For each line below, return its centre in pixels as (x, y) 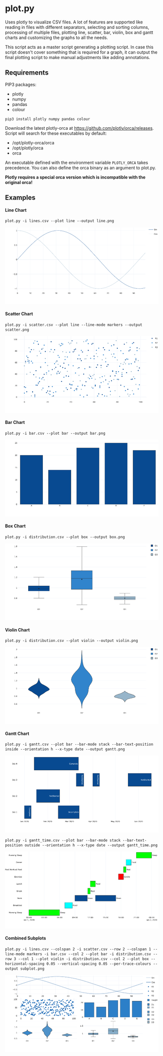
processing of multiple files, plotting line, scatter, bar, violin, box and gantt (79, 32)
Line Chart (16, 210)
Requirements (27, 73)
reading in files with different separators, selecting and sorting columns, (77, 27)
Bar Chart (15, 422)
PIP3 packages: (21, 84)
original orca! (19, 182)
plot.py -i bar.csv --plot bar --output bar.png (55, 433)
